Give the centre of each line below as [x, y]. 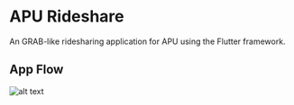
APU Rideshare [67, 17]
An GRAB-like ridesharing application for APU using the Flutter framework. [147, 41]
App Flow [37, 70]
